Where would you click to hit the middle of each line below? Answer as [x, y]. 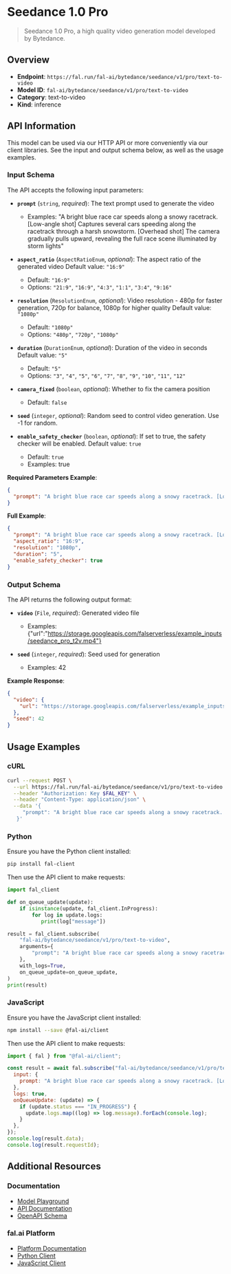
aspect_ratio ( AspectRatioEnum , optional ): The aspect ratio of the [109, 259]
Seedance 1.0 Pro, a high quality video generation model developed [120, 31]
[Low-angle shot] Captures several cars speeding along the [112, 223]
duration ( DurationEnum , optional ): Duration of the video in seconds [112, 347]
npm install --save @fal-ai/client [58, 1030]
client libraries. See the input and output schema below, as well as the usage [115, 150]
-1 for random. [37, 423]
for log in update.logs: [67, 915]
